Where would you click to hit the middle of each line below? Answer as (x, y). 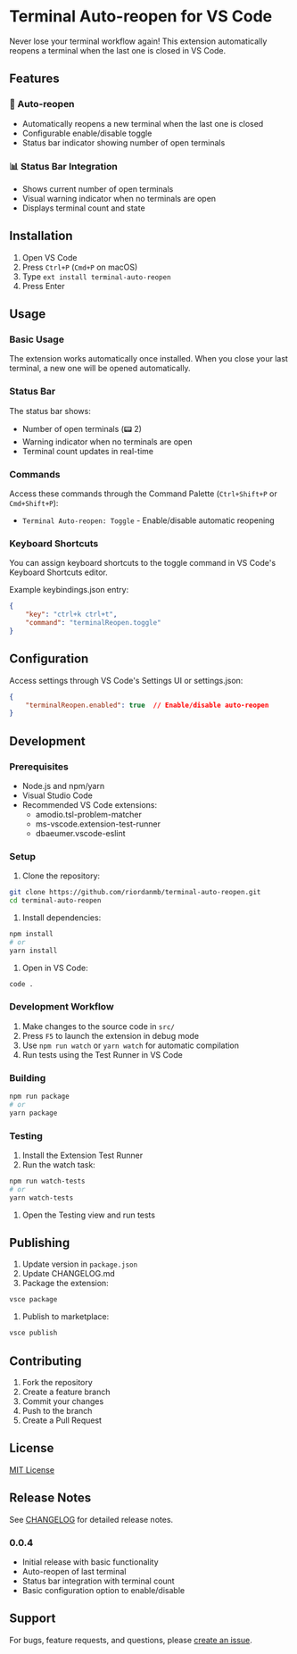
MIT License (32, 1469)
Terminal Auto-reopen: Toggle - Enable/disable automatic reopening (148, 520)
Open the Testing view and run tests (89, 1215)
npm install (31, 934)
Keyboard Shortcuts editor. (59, 572)
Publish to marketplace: (66, 1317)
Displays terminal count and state (83, 208)
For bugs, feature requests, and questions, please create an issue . (131, 1640)
